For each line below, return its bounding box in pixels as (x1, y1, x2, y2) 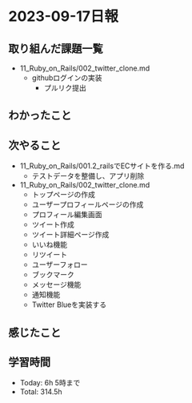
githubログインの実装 (31, 73, 102, 83)
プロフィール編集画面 (31, 210, 102, 220)
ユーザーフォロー (31, 260, 88, 269)
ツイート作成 (31, 220, 74, 229)
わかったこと (8, 109, 72, 123)
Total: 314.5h (19, 387, 62, 397)
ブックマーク (31, 270, 74, 280)
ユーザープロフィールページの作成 (31, 199, 144, 209)
